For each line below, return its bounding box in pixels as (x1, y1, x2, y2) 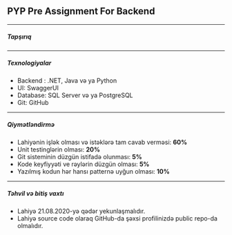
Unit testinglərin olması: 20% (17, 145, 100, 154)
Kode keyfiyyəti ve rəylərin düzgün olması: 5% (17, 160, 150, 168)
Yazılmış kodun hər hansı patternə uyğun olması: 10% (17, 167, 171, 175)
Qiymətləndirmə (7, 121, 55, 129)
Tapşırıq (7, 32, 32, 41)
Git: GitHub (17, 98, 49, 106)
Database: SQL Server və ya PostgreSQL (17, 91, 133, 99)
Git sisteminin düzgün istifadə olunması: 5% (17, 152, 143, 161)
